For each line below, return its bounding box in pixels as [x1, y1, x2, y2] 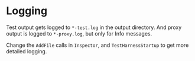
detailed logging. [6, 47, 47, 54]
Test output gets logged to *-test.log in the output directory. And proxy [6, 24, 182, 31]
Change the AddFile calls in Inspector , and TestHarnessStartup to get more [6, 41, 189, 49]
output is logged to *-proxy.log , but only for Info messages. [6, 30, 152, 37]
